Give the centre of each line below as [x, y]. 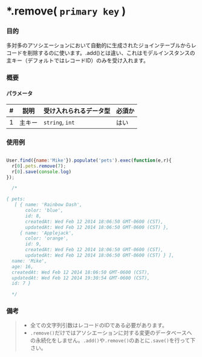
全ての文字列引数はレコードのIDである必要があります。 [99, 326]
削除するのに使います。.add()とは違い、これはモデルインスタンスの [111, 53]
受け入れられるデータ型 [77, 111]
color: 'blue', [44, 211]
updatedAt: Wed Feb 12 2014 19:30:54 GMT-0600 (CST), [81, 278]
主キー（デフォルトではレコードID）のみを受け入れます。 [78, 61]
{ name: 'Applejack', [47, 233]
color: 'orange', [47, 238]
